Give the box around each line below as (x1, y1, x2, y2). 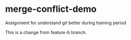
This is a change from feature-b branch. (5, 29, 87, 35)
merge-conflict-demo (5, 3, 97, 15)
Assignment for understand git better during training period (5, 20, 127, 26)
